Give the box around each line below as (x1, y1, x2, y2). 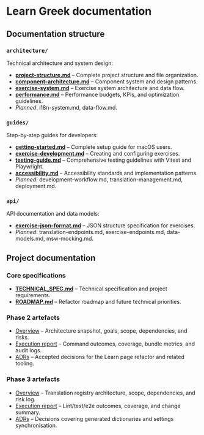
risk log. (15, 395, 36, 403)
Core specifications (6, 271, 66, 279)
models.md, (15, 235, 45, 243)
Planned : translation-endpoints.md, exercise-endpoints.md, (15, 229, 166, 236)
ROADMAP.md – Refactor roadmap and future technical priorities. (15, 298, 181, 306)
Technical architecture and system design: (6, 59, 114, 67)
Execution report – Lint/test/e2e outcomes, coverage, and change (15, 402, 181, 409)
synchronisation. (15, 422, 57, 429)
